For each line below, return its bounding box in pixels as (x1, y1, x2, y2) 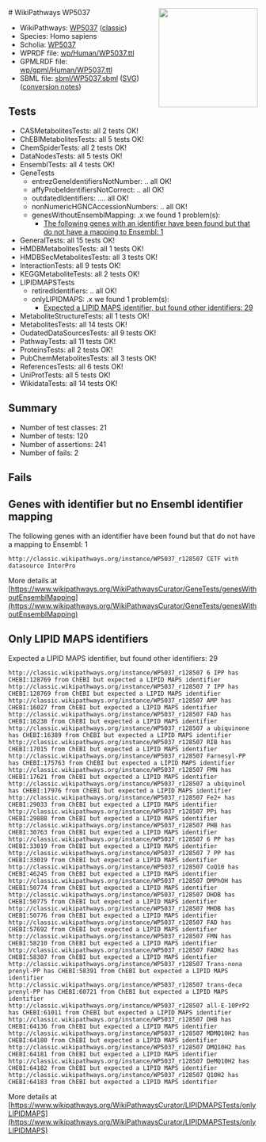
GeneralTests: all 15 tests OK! (19, 235, 116, 245)
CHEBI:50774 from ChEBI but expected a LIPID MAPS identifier (8, 884, 218, 892)
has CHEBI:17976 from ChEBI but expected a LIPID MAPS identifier (8, 786, 232, 795)
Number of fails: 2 (19, 448, 79, 457)
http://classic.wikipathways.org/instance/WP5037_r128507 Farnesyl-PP (8, 752, 246, 760)
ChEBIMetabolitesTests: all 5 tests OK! (19, 134, 144, 143)
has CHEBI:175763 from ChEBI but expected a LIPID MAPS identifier (8, 758, 236, 767)
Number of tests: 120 (19, 431, 89, 441)
